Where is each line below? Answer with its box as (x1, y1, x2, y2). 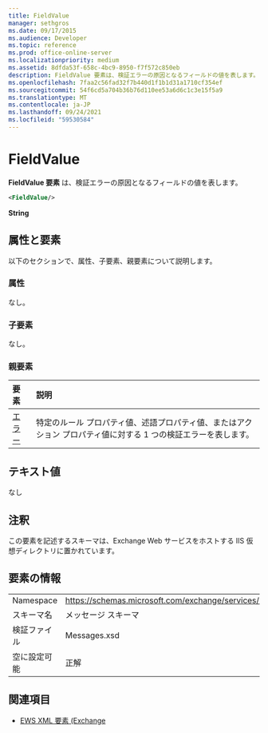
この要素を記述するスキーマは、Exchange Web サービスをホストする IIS (8, 536, 245, 546)
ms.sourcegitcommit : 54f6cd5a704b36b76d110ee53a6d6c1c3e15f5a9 (8, 86, 223, 94)
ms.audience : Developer (8, 34, 88, 42)
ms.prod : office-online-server (8, 49, 112, 57)
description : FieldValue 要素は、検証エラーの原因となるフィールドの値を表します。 (8, 71, 259, 79)
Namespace (12, 595, 58, 606)
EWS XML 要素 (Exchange (19, 715, 106, 725)
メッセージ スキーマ (65, 609, 140, 620)
